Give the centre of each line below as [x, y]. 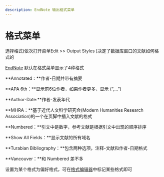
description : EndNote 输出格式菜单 [40, 10]
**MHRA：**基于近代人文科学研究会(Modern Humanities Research [74, 110]
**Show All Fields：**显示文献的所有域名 [48, 137]
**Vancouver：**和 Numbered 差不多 [44, 159]
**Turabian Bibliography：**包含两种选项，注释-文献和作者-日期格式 [76, 148]
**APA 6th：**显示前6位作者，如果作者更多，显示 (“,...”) [63, 89]
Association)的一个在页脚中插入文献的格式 [49, 116]
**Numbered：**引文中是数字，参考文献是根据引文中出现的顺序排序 [76, 127]
